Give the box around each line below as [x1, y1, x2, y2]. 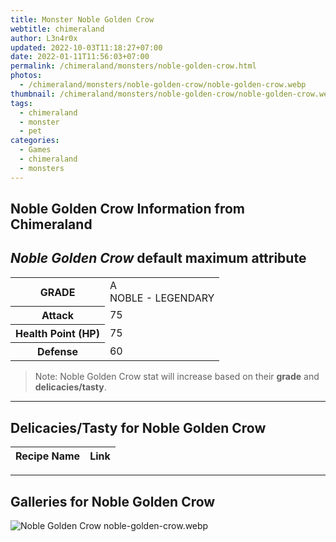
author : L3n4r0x [10, 33, 78, 43]
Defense [36, 345, 79, 359]
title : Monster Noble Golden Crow [10, 14, 155, 25]
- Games [19, 145, 52, 155]
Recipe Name [15, 449, 81, 463]
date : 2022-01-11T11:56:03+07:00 [10, 52, 150, 62]
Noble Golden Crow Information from [10, 201, 245, 218]
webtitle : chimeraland [10, 24, 105, 34]
